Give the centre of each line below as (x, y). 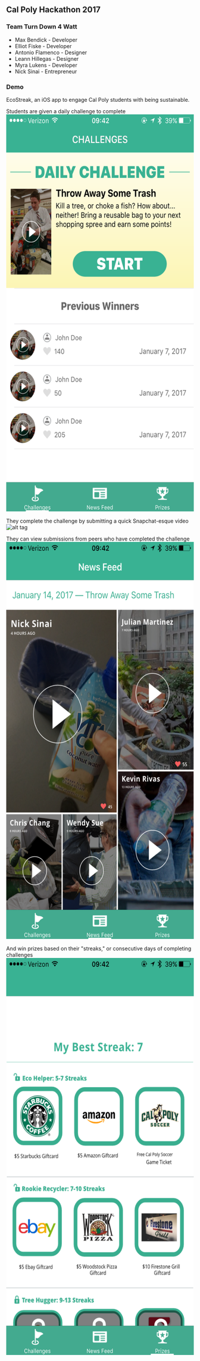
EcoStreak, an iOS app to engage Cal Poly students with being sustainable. (98, 99)
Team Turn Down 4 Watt (42, 27)
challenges (20, 954)
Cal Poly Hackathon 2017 (54, 10)
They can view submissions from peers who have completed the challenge (98, 539)
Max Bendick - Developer (46, 40)
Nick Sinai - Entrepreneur (46, 71)
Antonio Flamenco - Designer (51, 52)
